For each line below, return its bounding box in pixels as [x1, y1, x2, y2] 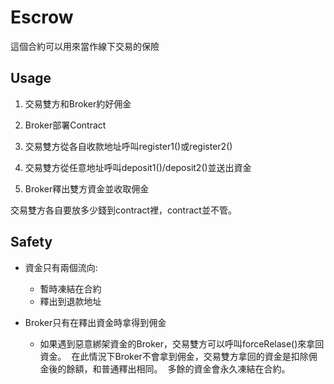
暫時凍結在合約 [39, 282, 102, 295]
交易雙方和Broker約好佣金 [24, 97, 132, 110]
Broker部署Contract [24, 119, 107, 131]
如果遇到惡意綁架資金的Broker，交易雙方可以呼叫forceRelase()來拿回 [39, 337, 325, 350]
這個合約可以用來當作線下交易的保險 [10, 40, 160, 52]
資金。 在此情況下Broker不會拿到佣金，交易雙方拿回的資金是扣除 [39, 350, 309, 362]
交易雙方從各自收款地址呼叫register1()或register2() [24, 140, 233, 152]
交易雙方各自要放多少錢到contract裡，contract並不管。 [10, 204, 237, 216]
